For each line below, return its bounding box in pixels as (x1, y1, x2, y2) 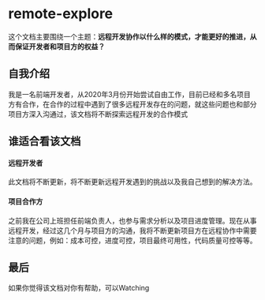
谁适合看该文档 (8, 135, 81, 148)
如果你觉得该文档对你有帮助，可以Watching (8, 283, 150, 293)
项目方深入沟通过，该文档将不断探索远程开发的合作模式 (8, 109, 188, 118)
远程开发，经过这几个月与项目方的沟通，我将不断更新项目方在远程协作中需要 (8, 226, 257, 235)
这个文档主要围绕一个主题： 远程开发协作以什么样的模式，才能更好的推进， (8, 32, 250, 41)
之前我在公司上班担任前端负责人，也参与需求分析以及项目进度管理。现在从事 (8, 216, 257, 225)
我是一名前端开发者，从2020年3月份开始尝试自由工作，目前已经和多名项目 (8, 89, 251, 99)
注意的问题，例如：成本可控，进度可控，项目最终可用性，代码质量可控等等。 (8, 235, 257, 245)
